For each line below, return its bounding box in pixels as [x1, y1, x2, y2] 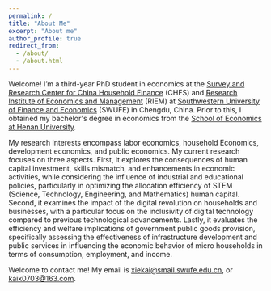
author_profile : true [8, 34, 82, 43]
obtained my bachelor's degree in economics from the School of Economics [8, 113, 262, 123]
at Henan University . [8, 122, 77, 132]
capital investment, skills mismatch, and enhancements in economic [8, 163, 235, 173]
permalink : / [8, 11, 53, 20]
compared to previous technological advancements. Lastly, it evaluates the [8, 215, 258, 225]
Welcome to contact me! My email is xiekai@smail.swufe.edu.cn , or [8, 264, 233, 275]
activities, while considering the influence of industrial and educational [8, 171, 244, 182]
